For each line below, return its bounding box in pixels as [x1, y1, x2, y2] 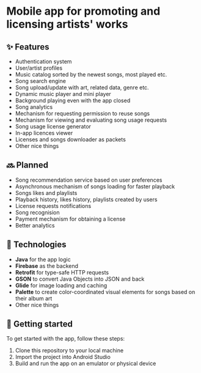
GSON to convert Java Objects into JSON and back [15, 275, 145, 283]
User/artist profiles [15, 64, 63, 72]
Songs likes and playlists [15, 189, 78, 196]
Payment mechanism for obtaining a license [15, 215, 126, 223]
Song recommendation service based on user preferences [15, 176, 163, 183]
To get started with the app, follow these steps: [6, 335, 125, 342]
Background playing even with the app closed [15, 97, 131, 104]
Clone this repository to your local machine [15, 347, 124, 354]
